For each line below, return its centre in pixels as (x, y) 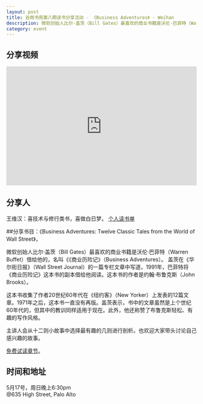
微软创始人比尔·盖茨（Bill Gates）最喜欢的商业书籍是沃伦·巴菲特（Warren (97, 252)
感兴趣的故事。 (25, 338)
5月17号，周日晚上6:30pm (39, 387)
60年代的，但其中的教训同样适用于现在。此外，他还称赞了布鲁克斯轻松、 (97, 310)
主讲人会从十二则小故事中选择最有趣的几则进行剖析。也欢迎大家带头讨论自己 (101, 330)
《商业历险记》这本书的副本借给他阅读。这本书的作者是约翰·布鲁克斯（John (101, 274)
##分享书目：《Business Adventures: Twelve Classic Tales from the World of (101, 231)
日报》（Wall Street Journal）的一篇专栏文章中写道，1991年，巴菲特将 (103, 267)
